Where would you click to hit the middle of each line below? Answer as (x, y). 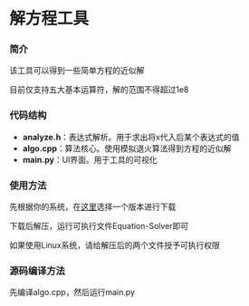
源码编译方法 (38, 271)
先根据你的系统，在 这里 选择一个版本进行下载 (93, 207)
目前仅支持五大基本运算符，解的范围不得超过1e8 (99, 90)
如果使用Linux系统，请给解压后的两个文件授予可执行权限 (115, 245)
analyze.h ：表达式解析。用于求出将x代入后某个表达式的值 (131, 137)
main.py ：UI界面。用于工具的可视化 (90, 159)
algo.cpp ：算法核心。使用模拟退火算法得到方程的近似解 (127, 148)
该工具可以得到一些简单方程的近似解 (77, 71)
